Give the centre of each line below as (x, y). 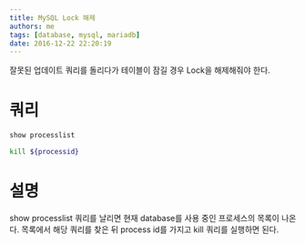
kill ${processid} (44, 152)
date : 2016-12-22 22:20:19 (61, 43)
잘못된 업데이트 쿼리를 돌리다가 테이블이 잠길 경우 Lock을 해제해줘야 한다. (140, 70)
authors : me (32, 26)
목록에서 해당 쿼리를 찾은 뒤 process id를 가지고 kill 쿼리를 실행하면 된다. (150, 229)
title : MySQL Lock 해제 (52, 18)
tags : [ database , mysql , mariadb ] (75, 35)
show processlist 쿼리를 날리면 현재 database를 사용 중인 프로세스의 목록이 (144, 218)
